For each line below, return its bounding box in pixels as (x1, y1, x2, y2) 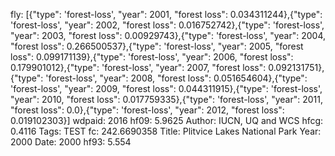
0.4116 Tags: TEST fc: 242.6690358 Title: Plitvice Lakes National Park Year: (10, 125, 322, 137)
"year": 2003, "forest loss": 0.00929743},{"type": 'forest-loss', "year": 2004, (10, 30, 327, 41)
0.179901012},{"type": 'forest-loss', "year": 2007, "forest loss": (10, 62, 267, 73)
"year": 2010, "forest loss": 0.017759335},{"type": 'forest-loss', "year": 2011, (10, 94, 324, 105)
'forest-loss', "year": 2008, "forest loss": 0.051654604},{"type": (45, 72, 308, 84)
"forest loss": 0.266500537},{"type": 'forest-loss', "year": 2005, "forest (10, 40, 304, 52)
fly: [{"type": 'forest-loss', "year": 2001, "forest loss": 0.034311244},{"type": (10, 9, 323, 20)
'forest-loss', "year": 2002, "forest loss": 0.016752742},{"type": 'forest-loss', (10, 19, 325, 31)
